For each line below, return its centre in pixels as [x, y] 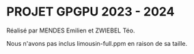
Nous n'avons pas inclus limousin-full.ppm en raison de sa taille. [97, 43]
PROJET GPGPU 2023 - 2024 [91, 12]
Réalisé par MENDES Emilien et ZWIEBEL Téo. [71, 30]
